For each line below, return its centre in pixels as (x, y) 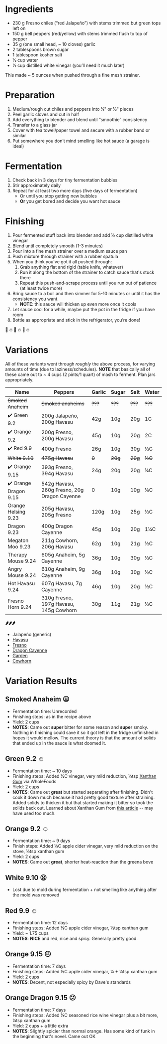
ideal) (18, 146)
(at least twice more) (41, 288)
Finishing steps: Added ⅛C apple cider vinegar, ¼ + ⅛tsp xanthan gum (85, 971)
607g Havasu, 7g (62, 583)
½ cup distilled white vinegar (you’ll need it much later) (69, 65)
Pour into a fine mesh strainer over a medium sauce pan (70, 251)
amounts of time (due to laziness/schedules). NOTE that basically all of (78, 369)
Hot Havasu (21, 583)
